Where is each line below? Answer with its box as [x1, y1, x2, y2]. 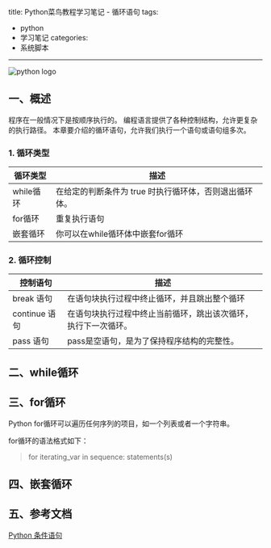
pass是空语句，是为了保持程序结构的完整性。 [67, 335, 240, 347]
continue [12, 308, 46, 319]
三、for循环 [8, 395, 66, 410]
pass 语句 [12, 335, 50, 347]
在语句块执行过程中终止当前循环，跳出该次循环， [67, 308, 253, 319]
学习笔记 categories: [19, 33, 89, 42]
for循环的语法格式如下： [8, 436, 89, 445]
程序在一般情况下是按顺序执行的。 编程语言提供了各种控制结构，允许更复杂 [8, 115, 258, 124]
